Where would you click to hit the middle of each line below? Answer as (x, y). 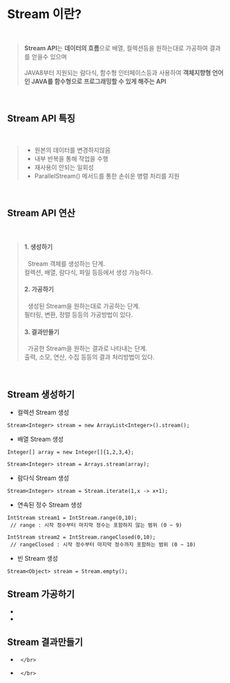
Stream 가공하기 (41, 594)
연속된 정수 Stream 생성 (49, 505)
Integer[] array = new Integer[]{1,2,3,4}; (71, 452)
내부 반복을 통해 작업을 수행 (71, 158)
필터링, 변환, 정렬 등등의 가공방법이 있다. (78, 315)
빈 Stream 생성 (38, 558)
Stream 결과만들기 (45, 643)
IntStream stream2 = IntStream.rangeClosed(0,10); (82, 537)
